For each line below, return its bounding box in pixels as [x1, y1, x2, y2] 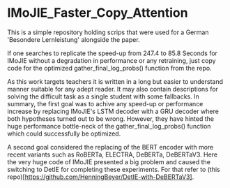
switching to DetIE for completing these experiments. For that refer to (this [7, 165, 221, 173]
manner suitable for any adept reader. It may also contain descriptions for [7, 85, 218, 93]
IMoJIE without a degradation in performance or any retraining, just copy [7, 56, 216, 64]
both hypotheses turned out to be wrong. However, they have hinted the [7, 114, 215, 123]
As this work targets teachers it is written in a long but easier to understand [7, 77, 223, 85]
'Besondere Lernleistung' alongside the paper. [7, 35, 141, 43]
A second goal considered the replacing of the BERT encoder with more [7, 143, 214, 151]
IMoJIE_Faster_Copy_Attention [7, 5, 188, 21]
